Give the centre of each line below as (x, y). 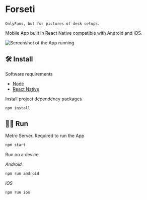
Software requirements (29, 74)
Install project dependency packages (44, 99)
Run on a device (22, 155)
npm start (16, 145)
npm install (18, 108)
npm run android (22, 174)
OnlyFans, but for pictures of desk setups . (52, 23)
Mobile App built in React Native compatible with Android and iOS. (74, 33)
